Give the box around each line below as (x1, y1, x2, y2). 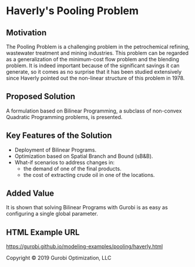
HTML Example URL (6, 227, 80, 237)
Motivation (6, 28, 47, 38)
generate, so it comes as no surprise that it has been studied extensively (6, 68, 182, 75)
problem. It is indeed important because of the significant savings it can (6, 62, 180, 69)
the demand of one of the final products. (23, 165, 122, 172)
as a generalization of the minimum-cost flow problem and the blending (6, 56, 179, 62)
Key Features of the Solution (6, 131, 112, 141)
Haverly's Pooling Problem (6, 4, 139, 18)
